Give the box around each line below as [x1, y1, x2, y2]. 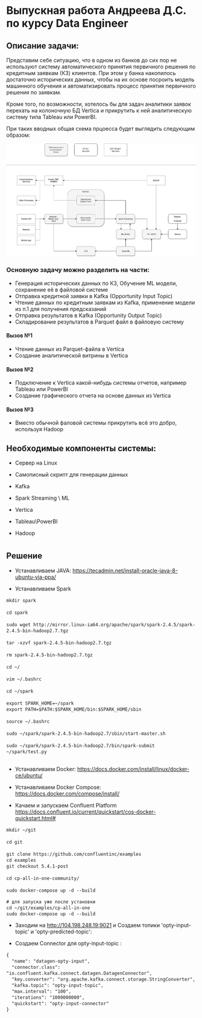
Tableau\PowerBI [14, 518, 58, 525]
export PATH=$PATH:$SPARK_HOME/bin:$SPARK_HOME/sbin [6, 706, 142, 713]
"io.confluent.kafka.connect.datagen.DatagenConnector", [6, 970, 153, 976]
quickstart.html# [14, 814, 56, 821]
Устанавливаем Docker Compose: [14, 783, 101, 791]
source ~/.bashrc [6, 718, 50, 725]
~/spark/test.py [6, 748, 47, 755]
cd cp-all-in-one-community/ [6, 875, 80, 881]
